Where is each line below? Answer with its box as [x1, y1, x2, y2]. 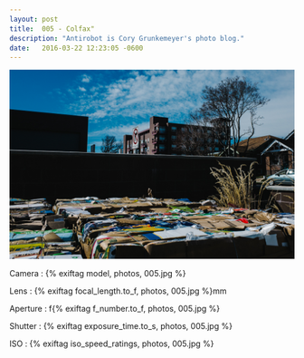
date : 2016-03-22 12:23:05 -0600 [9, 44, 144, 53]
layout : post [9, 15, 59, 24]
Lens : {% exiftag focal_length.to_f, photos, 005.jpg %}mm [9, 285, 228, 296]
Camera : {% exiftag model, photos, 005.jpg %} [9, 267, 186, 278]
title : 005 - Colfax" [9, 24, 95, 34]
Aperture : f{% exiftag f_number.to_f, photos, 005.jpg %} [9, 303, 220, 314]
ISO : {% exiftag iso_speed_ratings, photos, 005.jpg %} [9, 338, 214, 349]
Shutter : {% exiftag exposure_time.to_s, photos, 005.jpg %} [9, 320, 233, 331]
